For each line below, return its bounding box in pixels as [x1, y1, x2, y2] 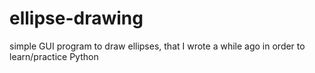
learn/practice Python [9, 50, 99, 62]
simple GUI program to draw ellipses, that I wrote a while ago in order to [9, 40, 306, 52]
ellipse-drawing [9, 7, 144, 30]
